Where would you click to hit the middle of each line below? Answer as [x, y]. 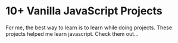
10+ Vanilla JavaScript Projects [84, 11]
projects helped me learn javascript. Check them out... [72, 33]
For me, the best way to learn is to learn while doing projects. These [89, 27]
